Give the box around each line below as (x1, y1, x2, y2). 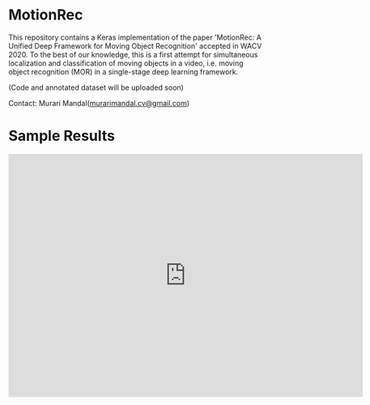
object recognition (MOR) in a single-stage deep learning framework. (8, 66, 239, 76)
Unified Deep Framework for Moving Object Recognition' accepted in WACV (8, 40, 262, 50)
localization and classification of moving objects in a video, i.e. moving (8, 58, 244, 68)
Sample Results (8, 127, 116, 145)
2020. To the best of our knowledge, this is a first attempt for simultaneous (8, 49, 258, 59)
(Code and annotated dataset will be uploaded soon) (8, 83, 185, 92)
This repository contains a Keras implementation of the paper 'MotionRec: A (8, 32, 262, 42)
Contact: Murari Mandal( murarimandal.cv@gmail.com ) (8, 98, 190, 108)
